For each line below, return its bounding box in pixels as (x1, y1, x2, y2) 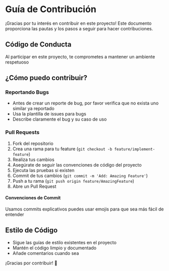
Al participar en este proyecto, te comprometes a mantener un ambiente (5, 53, 155, 60)
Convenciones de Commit (5, 195, 61, 201)
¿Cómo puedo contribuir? (5, 74, 87, 82)
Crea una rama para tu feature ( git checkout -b (12, 145, 112, 152)
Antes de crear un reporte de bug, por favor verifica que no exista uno (12, 100, 159, 106)
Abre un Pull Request (12, 183, 57, 189)
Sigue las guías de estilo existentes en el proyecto (12, 239, 117, 245)
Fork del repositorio (12, 140, 54, 146)
